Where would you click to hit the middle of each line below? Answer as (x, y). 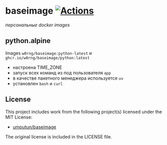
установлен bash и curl (38, 83)
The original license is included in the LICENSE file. (59, 136)
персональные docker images (38, 25)
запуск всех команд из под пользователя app (62, 72)
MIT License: (19, 117)
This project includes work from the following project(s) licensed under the (84, 112)
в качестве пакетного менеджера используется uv (68, 78)
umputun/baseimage (34, 127)
